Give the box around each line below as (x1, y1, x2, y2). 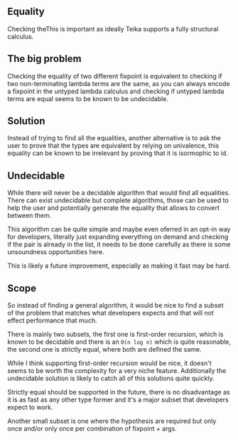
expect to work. (7, 403, 53, 412)
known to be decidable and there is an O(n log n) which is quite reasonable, (7, 337, 232, 346)
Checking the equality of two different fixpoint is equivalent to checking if (7, 71, 222, 80)
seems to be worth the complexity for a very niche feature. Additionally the (7, 367, 227, 375)
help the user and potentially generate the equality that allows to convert (7, 204, 220, 212)
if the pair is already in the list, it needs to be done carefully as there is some (7, 240, 231, 248)
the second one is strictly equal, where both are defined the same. (7, 345, 202, 354)
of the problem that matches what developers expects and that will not (7, 309, 215, 318)
